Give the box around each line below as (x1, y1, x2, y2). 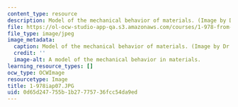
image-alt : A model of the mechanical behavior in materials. (13, 56, 201, 63)
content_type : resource (7, 10, 78, 18)
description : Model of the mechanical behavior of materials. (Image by (7, 17, 227, 24)
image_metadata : (7, 37, 55, 44)
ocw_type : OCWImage (7, 69, 65, 76)
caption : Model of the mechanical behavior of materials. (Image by (13, 43, 220, 50)
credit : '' (13, 50, 46, 57)
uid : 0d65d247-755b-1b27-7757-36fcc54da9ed (7, 89, 138, 96)
